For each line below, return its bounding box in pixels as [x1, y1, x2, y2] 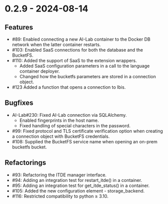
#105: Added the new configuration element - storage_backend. [12, 187, 145, 193]
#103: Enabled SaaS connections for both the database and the [12, 47, 143, 53]
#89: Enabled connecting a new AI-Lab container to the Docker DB [12, 36, 150, 42]
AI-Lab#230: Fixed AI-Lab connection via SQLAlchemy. [12, 112, 127, 118]
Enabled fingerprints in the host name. [19, 117, 99, 123]
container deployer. [19, 68, 60, 74]
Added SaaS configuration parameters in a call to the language [19, 63, 150, 69]
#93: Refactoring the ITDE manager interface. [12, 171, 107, 178]
